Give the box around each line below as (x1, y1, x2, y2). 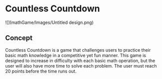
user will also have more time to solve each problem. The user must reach (5, 63, 157, 69)
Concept (5, 34, 33, 42)
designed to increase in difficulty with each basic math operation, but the (5, 58, 156, 64)
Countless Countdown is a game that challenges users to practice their (5, 47, 151, 53)
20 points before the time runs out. (5, 68, 77, 74)
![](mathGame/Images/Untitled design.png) (5, 19, 94, 25)
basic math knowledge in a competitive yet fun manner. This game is (5, 52, 146, 58)
